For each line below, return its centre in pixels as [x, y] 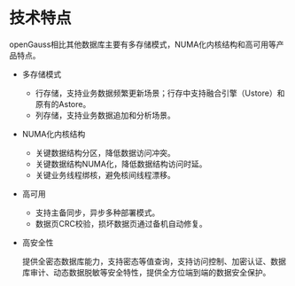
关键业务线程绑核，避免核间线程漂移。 [105, 174]
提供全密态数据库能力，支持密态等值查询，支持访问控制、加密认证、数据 [154, 261]
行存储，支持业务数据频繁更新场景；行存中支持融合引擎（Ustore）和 [160, 93]
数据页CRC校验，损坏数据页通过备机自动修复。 [121, 223]
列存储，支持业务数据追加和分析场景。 [105, 115]
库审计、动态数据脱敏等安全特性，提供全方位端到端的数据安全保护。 [146, 272]
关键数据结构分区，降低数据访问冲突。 [105, 152]
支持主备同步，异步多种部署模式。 [97, 213]
